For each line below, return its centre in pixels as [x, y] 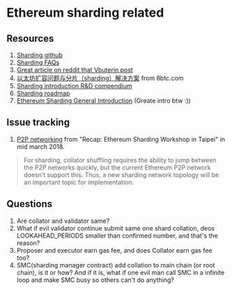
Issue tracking [38, 123]
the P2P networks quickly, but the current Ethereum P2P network [117, 167]
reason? [28, 243]
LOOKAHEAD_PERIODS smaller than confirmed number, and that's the [117, 235]
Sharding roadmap [43, 93]
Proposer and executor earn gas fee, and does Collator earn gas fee [115, 250]
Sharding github [40, 55]
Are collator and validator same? [63, 221]
